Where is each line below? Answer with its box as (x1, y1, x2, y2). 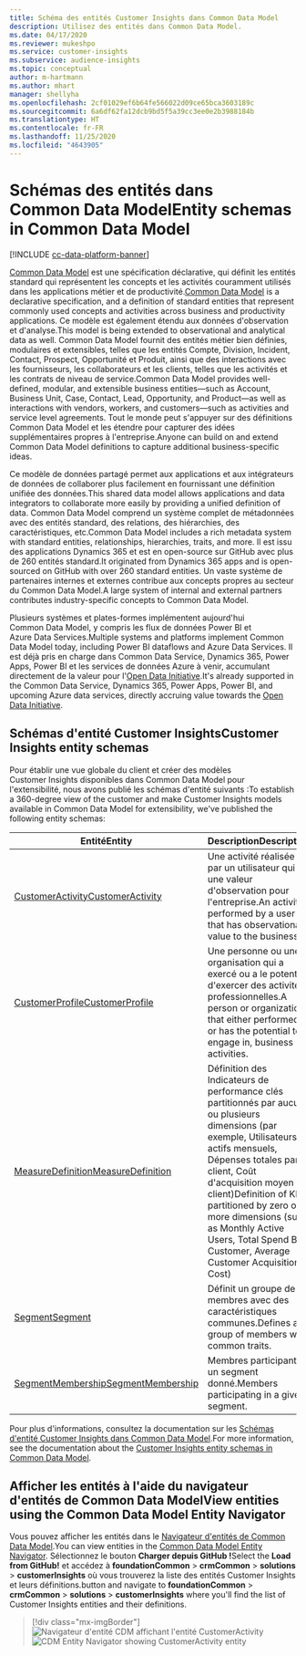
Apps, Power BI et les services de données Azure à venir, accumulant (9, 661, 270, 672)
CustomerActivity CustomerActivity (14, 890, 162, 902)
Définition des (207, 1062, 267, 1075)
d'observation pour (207, 884, 290, 897)
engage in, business (207, 1036, 294, 1048)
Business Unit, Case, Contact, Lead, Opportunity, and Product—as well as (9, 392, 287, 403)
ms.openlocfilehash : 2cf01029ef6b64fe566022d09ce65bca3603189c (9, 98, 255, 108)
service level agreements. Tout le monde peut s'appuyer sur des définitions (9, 411, 293, 422)
